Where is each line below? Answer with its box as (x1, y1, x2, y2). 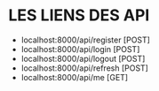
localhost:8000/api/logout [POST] (20, 53, 146, 64)
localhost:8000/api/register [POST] (20, 34, 150, 45)
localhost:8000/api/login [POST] (20, 43, 140, 54)
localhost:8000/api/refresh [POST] (20, 63, 148, 73)
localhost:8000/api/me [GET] (20, 72, 129, 82)
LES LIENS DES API (8, 5, 150, 26)
